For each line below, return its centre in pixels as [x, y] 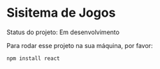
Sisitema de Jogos [61, 13]
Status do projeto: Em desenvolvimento [63, 32]
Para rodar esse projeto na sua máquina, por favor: [80, 45]
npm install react [33, 58]
